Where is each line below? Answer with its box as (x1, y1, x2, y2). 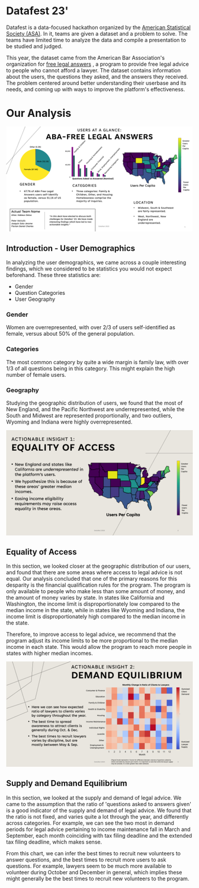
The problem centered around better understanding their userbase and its (6, 79, 187, 87)
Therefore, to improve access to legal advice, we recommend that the (6, 631, 176, 638)
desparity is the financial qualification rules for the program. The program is (6, 581, 191, 588)
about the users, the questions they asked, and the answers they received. (6, 73, 188, 80)
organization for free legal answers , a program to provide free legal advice (6, 61, 190, 68)
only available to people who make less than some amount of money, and (6, 588, 185, 595)
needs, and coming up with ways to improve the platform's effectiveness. (6, 85, 185, 93)
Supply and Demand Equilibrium (6, 778, 127, 788)
